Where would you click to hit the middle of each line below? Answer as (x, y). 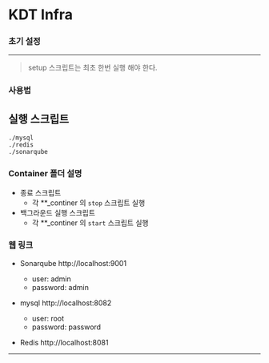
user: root (48, 318)
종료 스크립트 (40, 192)
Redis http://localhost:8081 (64, 342)
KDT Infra (41, 15)
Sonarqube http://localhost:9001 (73, 263)
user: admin (52, 279)
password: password (66, 327)
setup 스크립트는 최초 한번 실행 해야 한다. (92, 68)
